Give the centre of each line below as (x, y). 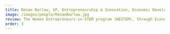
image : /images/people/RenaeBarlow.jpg (47, 14)
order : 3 (14, 24)
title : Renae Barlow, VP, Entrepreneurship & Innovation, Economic (78, 10)
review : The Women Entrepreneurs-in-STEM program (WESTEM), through (79, 19)
